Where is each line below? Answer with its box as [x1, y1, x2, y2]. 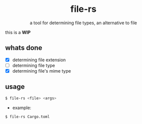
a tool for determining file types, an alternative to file [29, 20, 138, 26]
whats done [5, 43, 43, 52]
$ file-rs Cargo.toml [5, 114, 50, 119]
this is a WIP [5, 29, 31, 35]
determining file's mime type [12, 68, 71, 74]
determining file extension [12, 57, 66, 63]
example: [12, 105, 31, 111]
